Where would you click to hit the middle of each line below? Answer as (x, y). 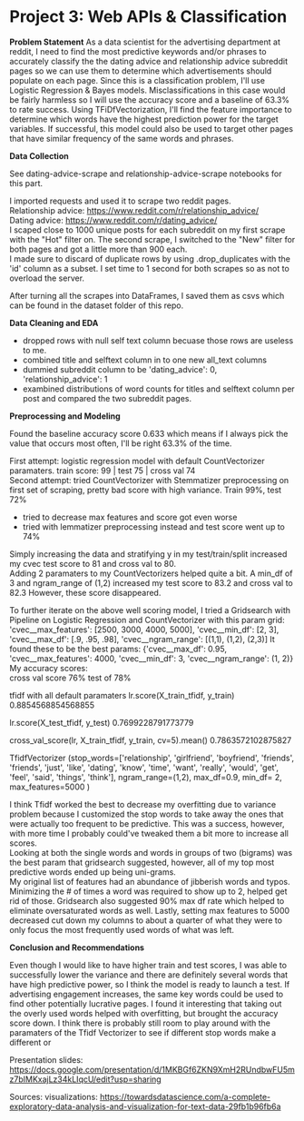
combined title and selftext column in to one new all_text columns (145, 360)
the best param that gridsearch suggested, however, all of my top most (142, 862)
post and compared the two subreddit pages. (107, 398)
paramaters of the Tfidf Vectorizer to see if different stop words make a (143, 1032)
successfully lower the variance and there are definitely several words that (149, 975)
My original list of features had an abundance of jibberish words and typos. (150, 881)
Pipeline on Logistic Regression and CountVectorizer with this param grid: (147, 620)
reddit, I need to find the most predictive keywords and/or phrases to (138, 51)
